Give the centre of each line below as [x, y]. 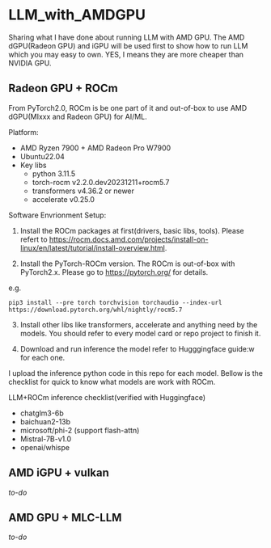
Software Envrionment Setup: [57, 215]
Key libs [33, 165]
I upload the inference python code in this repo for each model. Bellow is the [136, 373]
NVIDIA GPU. [30, 63]
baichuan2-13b [45, 421]
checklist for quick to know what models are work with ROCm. [112, 381]
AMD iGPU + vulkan [59, 473]
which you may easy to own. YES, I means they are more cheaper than [126, 54]
